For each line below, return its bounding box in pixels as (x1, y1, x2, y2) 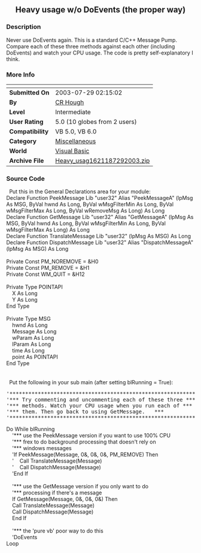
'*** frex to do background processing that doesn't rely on (11, 438, 157, 445)
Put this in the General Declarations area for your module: (8, 188, 151, 195)
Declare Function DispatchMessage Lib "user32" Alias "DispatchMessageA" (6, 239, 194, 246)
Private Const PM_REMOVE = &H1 (6, 265, 90, 272)
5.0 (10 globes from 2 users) (55, 117, 138, 126)
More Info (6, 70, 35, 78)
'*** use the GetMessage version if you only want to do (11, 483, 148, 490)
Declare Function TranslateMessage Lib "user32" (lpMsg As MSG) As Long (6, 233, 191, 240)
